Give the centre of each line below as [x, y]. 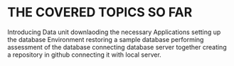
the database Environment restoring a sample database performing [106, 39]
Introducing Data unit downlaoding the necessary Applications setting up [114, 32]
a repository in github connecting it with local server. [84, 55]
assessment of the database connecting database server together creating [117, 47]
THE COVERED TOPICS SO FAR [100, 12]
